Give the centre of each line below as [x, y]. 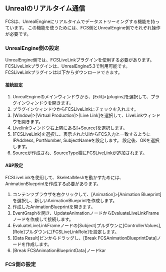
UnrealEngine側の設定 [32, 48]
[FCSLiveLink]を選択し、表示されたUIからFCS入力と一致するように [81, 134]
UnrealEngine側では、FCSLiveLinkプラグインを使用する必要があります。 [80, 60]
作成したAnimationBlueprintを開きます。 [54, 207]
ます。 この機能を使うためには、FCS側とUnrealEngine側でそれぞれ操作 [87, 27]
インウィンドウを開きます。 [45, 103]
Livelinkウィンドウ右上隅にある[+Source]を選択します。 [70, 128]
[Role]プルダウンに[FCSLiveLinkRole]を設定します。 [66, 232]
